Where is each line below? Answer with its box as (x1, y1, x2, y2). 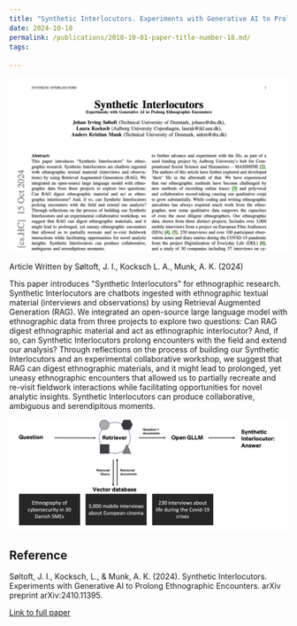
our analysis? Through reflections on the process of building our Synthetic (9, 344, 280, 355)
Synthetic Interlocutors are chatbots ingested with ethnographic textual (9, 288, 269, 298)
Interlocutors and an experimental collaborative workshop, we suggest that (9, 354, 283, 365)
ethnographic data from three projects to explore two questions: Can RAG (9, 316, 278, 327)
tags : (9, 43, 29, 51)
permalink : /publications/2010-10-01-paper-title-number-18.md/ (9, 33, 251, 42)
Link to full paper (9, 607, 71, 618)
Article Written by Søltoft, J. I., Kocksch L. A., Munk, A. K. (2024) (9, 261, 244, 272)
